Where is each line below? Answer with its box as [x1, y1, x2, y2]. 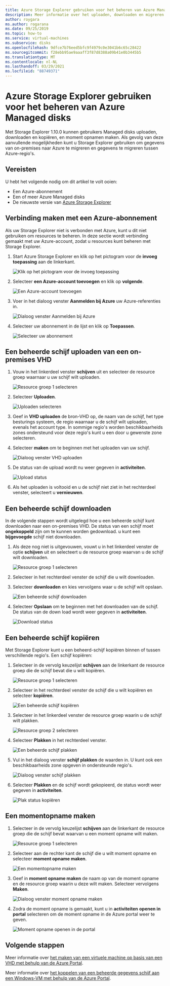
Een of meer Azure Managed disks [12, 194, 85, 200]
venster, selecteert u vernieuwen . [12, 490, 83, 496]
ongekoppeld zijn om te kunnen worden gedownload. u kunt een [5, 528, 141, 535]
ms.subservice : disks [5, 41, 51, 46]
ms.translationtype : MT [5, 54, 56, 60]
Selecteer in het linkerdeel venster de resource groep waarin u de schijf [12, 712, 162, 718]
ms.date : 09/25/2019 [5, 26, 49, 31]
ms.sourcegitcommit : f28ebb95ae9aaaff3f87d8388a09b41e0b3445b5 [5, 50, 142, 55]
